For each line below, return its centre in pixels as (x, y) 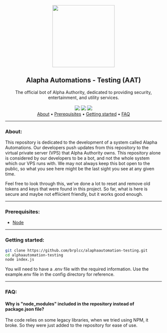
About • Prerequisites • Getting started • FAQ (83, 114)
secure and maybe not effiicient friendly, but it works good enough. (74, 194)
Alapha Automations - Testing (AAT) (83, 80)
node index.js (20, 260)
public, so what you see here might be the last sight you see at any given (80, 169)
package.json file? (25, 309)
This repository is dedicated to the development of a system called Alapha (81, 142)
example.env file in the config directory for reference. (60, 274)
